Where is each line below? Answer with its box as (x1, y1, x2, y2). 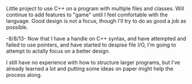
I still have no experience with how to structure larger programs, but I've (6, 59, 180, 66)
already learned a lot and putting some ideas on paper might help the (6, 65, 173, 72)
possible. (6, 23, 28, 31)
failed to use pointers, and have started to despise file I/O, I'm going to (6, 41, 176, 48)
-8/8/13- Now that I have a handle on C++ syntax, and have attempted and (6, 35, 187, 42)
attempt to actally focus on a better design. (6, 48, 110, 55)
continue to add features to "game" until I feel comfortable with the (6, 11, 169, 18)
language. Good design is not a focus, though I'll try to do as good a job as (6, 18, 187, 24)
